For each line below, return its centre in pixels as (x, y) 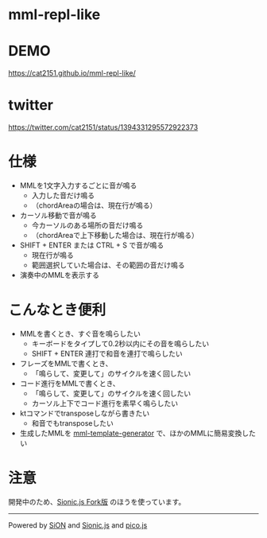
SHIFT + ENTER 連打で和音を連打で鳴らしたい (107, 353)
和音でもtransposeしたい (72, 423)
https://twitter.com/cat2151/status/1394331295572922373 (103, 127)
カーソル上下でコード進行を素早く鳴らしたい (105, 403)
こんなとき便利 (57, 310)
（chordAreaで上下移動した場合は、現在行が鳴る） (115, 235)
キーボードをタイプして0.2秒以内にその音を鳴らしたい (120, 343)
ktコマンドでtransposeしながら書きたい (84, 413)
